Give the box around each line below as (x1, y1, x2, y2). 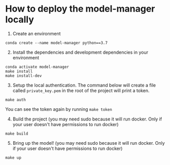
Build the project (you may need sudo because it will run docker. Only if (12, 116, 162, 122)
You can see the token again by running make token (5, 106, 113, 112)
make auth (5, 97, 26, 102)
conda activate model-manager (5, 64, 70, 69)
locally (5, 14, 35, 25)
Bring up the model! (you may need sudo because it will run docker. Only (12, 140, 165, 146)
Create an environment (12, 30, 61, 36)
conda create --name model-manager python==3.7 (5, 40, 108, 46)
